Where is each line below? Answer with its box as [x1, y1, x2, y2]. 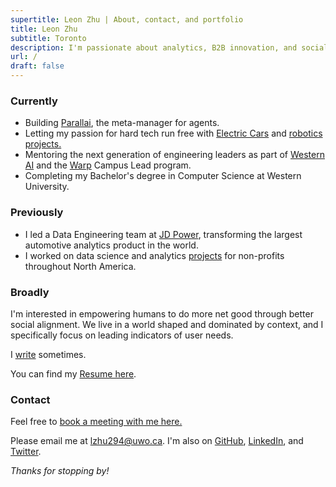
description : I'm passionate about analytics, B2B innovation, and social [10, 42, 329, 53]
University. [24, 181, 70, 193]
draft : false [10, 61, 65, 71]
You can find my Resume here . [10, 367, 137, 380]
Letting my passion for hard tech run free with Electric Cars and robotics [24, 127, 323, 140]
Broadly [10, 285, 50, 299]
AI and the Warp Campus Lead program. [24, 159, 192, 171]
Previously [10, 206, 64, 220]
